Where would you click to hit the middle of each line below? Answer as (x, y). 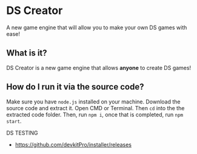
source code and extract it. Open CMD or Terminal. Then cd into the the (95, 108)
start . (14, 121)
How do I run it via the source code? (75, 87)
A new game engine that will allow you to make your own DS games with (97, 27)
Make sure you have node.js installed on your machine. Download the (93, 102)
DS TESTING (22, 133)
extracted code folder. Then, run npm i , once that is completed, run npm (95, 114)
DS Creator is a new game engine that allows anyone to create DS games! (99, 68)
